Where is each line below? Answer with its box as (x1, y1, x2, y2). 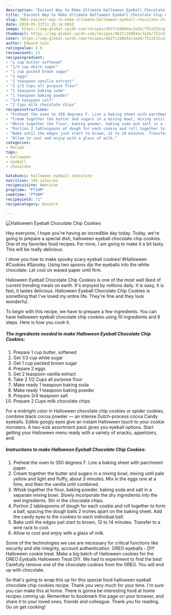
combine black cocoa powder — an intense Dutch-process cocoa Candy (6, 413, 158, 419)
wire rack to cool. (13, 524, 50, 530)
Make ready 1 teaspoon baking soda (13, 381, 89, 388)
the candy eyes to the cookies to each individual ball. (13, 514, 124, 520)
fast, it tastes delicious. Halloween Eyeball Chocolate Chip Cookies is (6, 288, 150, 294)
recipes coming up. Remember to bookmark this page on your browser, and (6, 593, 164, 599)
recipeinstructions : (6, 107, 50, 112)
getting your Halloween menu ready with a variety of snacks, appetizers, (6, 429, 158, 435)
